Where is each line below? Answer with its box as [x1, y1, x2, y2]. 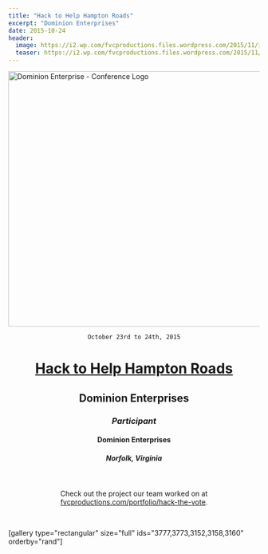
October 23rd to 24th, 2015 [87, 333, 181, 341]
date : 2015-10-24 [8, 26, 66, 34]
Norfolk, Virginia [105, 453, 163, 463]
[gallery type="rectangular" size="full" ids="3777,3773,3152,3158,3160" [8, 528, 245, 538]
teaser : [15, 49, 41, 57]
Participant [111, 415, 157, 426]
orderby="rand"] [8, 536, 63, 547]
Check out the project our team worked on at [60, 489, 208, 499]
